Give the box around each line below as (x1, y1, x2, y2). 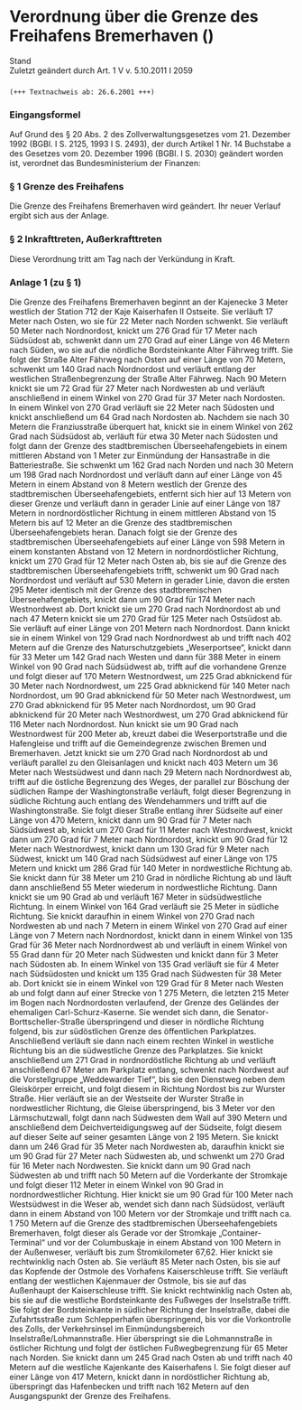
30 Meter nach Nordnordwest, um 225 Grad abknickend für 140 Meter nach (9, 680, 290, 692)
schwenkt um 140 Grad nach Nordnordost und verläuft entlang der (9, 364, 257, 375)
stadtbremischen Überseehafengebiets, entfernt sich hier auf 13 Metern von (9, 489, 291, 500)
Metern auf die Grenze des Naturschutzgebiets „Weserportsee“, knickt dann (9, 642, 291, 653)
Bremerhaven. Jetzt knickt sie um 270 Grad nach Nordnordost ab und (9, 748, 269, 759)
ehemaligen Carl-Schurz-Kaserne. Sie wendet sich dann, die (9, 1007, 234, 1018)
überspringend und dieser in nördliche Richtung (87, 1016, 264, 1027)
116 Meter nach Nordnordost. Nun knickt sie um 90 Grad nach (9, 719, 239, 730)
